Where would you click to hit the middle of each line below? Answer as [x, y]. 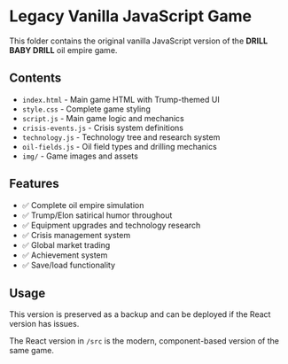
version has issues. [44, 324]
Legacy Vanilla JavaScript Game [131, 16]
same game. [32, 351]
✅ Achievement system [65, 255]
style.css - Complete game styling [86, 109]
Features [34, 184]
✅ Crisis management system [76, 235]
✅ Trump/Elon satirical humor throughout [97, 215]
